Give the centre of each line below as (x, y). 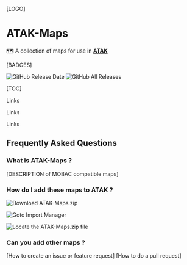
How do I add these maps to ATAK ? (60, 190)
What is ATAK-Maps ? (39, 161)
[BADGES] (19, 65)
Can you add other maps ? (46, 242)
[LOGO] (16, 9)
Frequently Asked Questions (62, 143)
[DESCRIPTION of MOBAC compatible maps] (62, 174)
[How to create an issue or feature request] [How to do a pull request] (94, 256)
